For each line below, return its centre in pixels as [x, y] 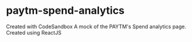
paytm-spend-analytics [65, 11]
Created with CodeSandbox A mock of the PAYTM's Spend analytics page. [96, 26]
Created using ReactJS [34, 32]
